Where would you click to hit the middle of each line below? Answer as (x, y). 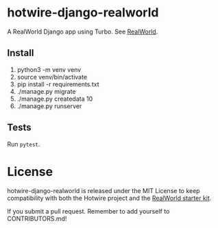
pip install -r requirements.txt (58, 84)
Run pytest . (24, 144)
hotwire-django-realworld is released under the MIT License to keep (104, 190)
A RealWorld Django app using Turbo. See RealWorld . (83, 31)
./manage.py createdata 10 (55, 99)
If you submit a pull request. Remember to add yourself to (88, 211)
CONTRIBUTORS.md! (37, 218)
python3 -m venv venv (49, 69)
